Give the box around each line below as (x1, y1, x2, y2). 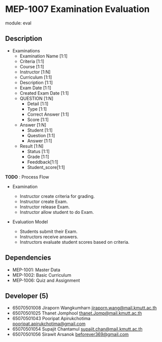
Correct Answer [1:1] (27, 111, 69, 117)
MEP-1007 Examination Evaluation (5, 3, 150, 15)
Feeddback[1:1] (27, 159, 59, 165)
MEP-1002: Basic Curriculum (12, 272, 72, 278)
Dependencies (5, 253, 51, 262)
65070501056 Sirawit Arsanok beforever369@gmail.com (12, 332, 129, 338)
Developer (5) (5, 292, 49, 300)
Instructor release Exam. (19, 203, 70, 210)
